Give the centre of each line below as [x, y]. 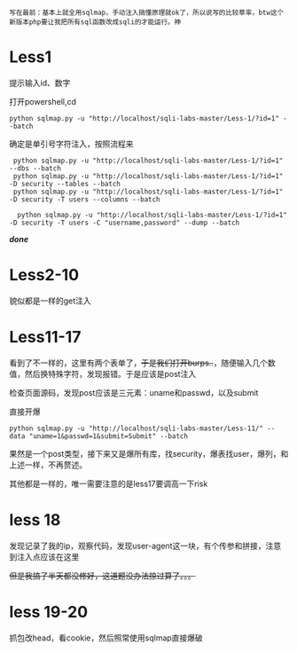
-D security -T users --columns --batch [85, 199]
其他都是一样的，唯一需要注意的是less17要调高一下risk [109, 483]
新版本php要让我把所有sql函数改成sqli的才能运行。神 [95, 22]
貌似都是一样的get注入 [50, 301]
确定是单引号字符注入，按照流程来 [71, 144]
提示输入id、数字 [40, 82]
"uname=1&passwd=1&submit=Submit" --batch [109, 436]
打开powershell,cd [43, 101]
